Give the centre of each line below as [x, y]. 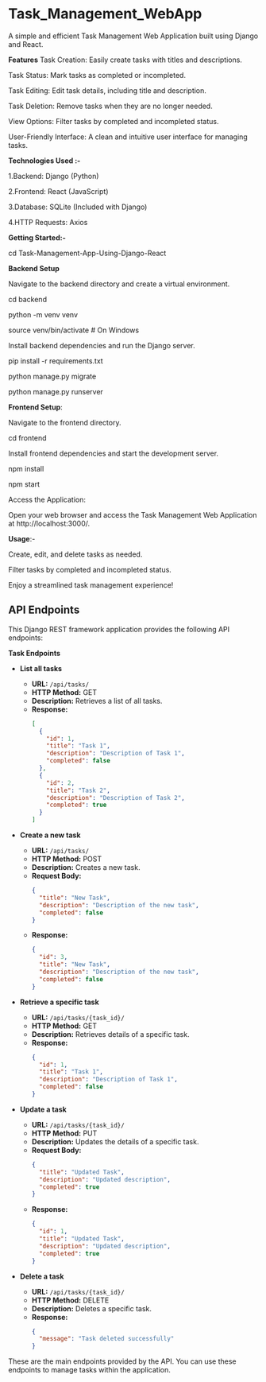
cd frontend [27, 437]
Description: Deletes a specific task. [92, 1308]
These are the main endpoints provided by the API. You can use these [122, 1361]
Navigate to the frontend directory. [65, 422]
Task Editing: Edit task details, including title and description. [107, 90]
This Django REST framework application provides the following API [119, 629]
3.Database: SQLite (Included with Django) [78, 207]
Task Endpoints [35, 653]
